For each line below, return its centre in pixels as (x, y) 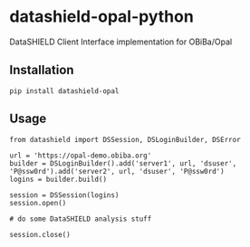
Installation (42, 70)
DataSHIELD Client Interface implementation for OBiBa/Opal (121, 42)
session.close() (40, 234)
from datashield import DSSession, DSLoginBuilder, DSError (125, 139)
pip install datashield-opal (64, 91)
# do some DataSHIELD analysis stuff (81, 219)
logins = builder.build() (58, 179)
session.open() (38, 203)
